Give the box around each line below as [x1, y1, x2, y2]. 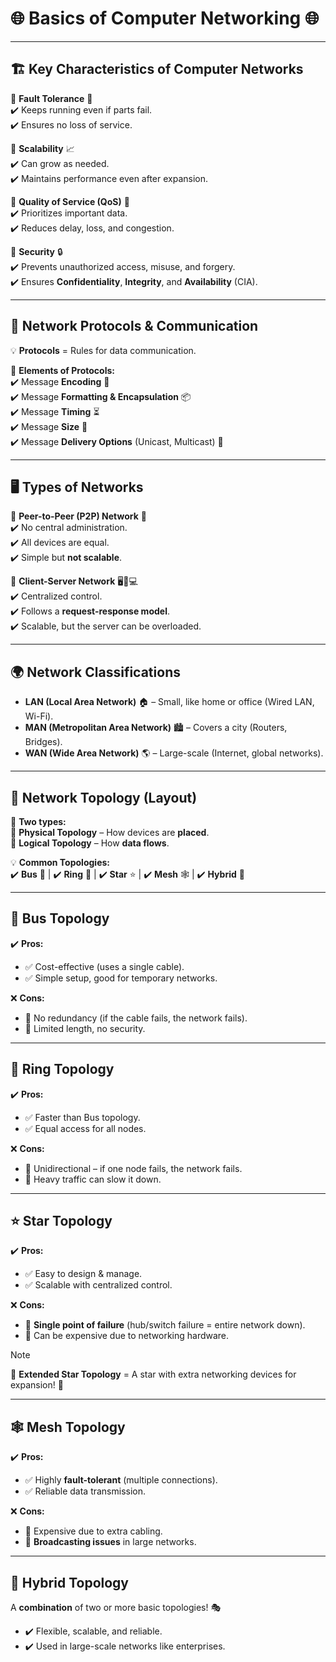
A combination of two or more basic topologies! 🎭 [10, 1602, 222, 1614]
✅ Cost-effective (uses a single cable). [24, 960, 185, 972]
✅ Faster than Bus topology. [24, 1111, 141, 1123]
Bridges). [24, 736, 63, 748]
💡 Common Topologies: [10, 857, 110, 868]
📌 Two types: [10, 816, 67, 827]
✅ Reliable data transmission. [24, 1485, 147, 1497]
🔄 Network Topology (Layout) [10, 789, 198, 806]
